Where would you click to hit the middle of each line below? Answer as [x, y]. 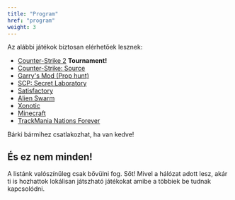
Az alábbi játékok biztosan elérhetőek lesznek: [75, 47]
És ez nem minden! [50, 157]
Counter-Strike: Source [51, 69]
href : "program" [31, 20]
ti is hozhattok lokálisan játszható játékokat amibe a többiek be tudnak [109, 182]
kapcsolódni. [26, 189]
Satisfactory [35, 91]
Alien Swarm [36, 98]
